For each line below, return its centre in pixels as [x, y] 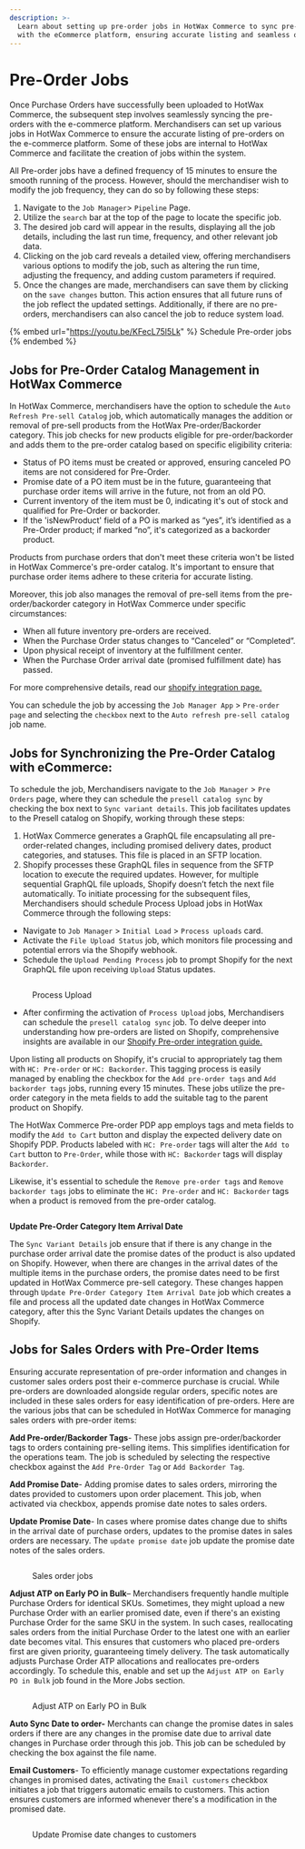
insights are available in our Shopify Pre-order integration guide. [143, 1041]
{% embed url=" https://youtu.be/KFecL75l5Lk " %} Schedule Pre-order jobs [151, 332]
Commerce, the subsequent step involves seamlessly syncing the [132, 115]
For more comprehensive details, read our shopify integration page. [136, 688]
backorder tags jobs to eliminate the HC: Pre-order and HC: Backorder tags [149, 1191]
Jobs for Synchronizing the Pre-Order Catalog [143, 753]
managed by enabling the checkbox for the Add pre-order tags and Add [143, 1078]
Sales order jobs [63, 1575]
